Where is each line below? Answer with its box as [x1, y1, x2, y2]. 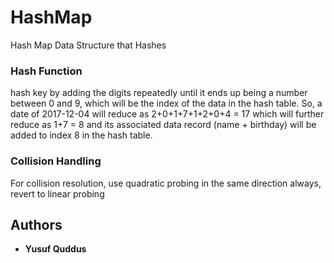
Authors [10, 216, 63, 233]
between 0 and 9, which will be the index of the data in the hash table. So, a [10, 97, 323, 110]
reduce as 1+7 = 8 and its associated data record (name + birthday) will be [10, 119, 317, 131]
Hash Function [10, 64, 83, 78]
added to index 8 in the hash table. [10, 129, 153, 141]
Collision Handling [10, 154, 102, 168]
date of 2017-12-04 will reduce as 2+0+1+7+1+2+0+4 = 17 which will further [10, 108, 325, 120]
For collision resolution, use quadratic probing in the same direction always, [10, 177, 322, 189]
